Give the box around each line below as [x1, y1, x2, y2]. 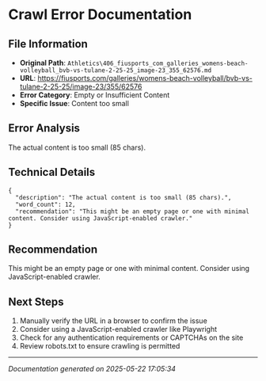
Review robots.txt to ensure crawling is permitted [19, 341, 180, 351]
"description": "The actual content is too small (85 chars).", [15, 193, 232, 201]
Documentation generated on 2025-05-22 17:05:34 [8, 364, 177, 374]
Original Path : [19, 58, 66, 67]
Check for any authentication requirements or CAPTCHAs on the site [19, 333, 244, 342]
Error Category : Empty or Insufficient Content [19, 90, 170, 100]
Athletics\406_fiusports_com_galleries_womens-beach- [66, 59, 249, 67]
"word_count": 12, [15, 200, 77, 208]
